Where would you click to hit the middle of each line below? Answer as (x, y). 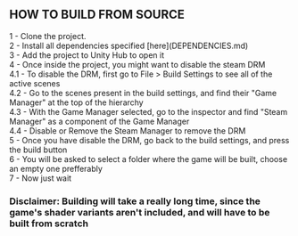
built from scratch (49, 224)
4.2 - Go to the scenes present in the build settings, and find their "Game (143, 93)
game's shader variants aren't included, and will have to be (140, 212)
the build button (38, 150)
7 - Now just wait (41, 178)
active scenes (35, 83)
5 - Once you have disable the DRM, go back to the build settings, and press (149, 140)
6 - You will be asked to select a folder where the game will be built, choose (149, 159)
